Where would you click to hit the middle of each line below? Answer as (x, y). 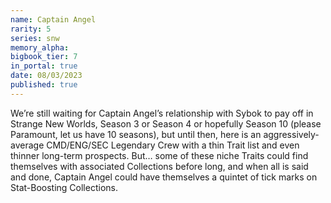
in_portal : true (44, 66)
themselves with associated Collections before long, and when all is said (159, 166)
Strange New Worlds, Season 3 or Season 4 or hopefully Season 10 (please (166, 123)
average (27, 145)
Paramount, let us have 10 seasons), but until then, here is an (136, 134)
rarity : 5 (31, 29)
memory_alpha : (40, 47)
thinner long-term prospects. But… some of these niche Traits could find (159, 155)
